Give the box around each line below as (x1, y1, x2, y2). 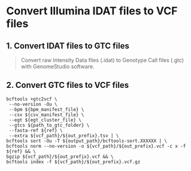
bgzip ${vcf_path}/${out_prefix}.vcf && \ (6, 154, 114, 160)
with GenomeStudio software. (20, 63, 95, 70)
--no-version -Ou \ (8, 101, 58, 107)
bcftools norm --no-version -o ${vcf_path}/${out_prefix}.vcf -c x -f (6, 143, 186, 149)
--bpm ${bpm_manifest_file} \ (8, 106, 84, 112)
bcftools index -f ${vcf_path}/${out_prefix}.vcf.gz (6, 158, 141, 165)
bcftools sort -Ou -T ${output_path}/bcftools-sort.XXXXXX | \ (6, 138, 168, 144)
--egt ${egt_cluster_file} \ (8, 117, 82, 123)
